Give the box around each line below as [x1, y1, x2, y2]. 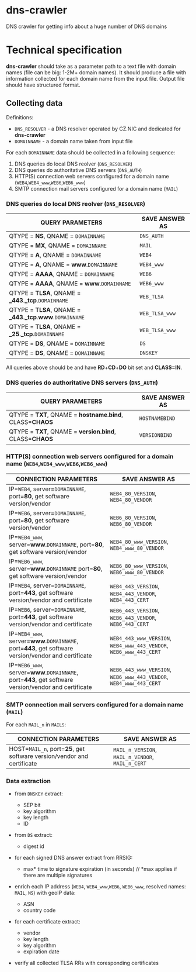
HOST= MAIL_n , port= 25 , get [9, 744, 85, 753]
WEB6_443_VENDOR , [110, 613, 157, 622]
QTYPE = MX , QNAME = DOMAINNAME [9, 241, 107, 249]
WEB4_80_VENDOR [110, 497, 152, 503]
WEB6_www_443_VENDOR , [110, 673, 169, 681]
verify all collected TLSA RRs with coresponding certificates [14, 960, 159, 967]
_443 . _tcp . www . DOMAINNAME [9, 313, 85, 321]
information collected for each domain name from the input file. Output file [6, 75, 185, 82]
